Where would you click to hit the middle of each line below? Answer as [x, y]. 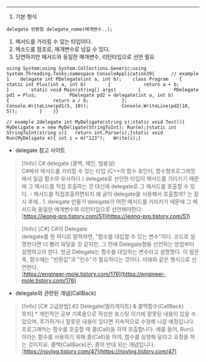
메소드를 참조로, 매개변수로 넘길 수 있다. [63, 49]
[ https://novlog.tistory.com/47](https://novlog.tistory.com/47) [99, 351]
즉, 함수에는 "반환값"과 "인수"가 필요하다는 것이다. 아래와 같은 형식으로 [105, 259]
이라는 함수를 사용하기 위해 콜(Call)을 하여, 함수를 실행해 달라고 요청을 [105, 337]
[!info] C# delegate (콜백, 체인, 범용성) [68, 163]
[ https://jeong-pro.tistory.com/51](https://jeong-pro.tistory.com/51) [106, 216]
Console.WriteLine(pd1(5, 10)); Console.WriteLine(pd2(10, [98, 106]
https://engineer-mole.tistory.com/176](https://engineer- [95, 274]
